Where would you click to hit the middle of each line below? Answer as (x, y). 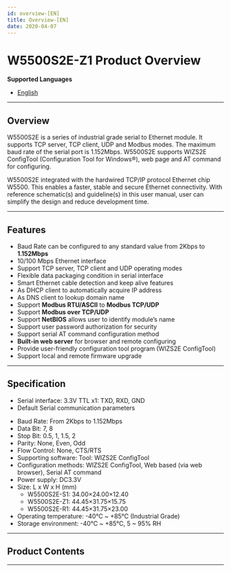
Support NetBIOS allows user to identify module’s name (96, 319)
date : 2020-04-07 (32, 26)
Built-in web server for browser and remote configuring (97, 341)
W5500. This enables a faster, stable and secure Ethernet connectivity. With (115, 187)
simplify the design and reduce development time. (78, 202)
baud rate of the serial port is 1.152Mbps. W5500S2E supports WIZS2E (107, 152)
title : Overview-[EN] (38, 20)
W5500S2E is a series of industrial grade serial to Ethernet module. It (105, 137)
